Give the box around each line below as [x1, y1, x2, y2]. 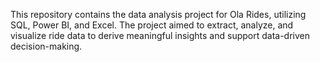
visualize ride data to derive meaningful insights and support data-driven [10, 30, 310, 41]
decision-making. [10, 40, 83, 52]
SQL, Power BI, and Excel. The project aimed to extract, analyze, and [10, 19, 294, 31]
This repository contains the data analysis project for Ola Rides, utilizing [10, 9, 307, 20]
